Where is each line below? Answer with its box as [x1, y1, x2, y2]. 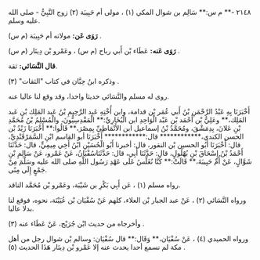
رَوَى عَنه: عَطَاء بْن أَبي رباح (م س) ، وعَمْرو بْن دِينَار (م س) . [8, 46, 180, 55]
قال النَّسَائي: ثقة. [8, 61, 58, 70]
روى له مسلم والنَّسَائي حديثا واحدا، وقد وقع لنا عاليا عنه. [8, 92, 170, 101]
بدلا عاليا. [8, 204, 34, 213]
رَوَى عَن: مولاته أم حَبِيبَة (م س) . [8, 31, 102, 40]
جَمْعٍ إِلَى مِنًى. [8, 165, 48, 174]
